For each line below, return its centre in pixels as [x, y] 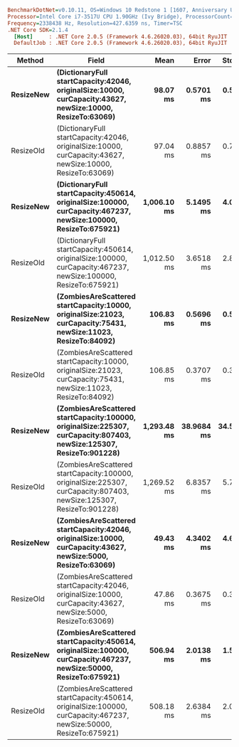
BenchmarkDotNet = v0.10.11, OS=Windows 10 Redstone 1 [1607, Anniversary [117, 10]
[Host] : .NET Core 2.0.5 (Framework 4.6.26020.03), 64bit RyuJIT [121, 36]
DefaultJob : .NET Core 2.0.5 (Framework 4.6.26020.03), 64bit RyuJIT [121, 43]
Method [30, 60]
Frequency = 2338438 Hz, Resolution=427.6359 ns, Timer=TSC [95, 23]
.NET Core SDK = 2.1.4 [38, 30]
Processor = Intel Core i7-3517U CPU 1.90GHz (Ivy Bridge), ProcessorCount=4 [122, 16]
